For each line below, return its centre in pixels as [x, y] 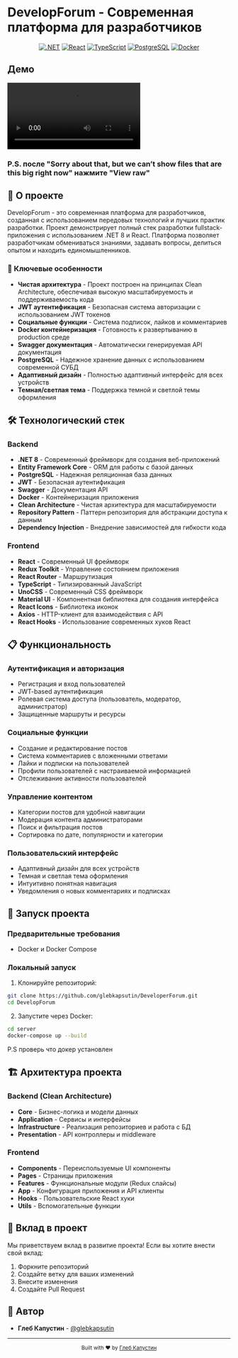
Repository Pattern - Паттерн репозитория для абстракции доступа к [123, 512]
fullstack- [209, 228]
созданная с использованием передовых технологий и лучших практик [116, 220]
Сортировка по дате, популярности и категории [90, 835]
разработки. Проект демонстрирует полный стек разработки [100, 228]
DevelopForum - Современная [101, 12]
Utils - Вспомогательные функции [69, 1205]
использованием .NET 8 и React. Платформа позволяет [136, 236]
